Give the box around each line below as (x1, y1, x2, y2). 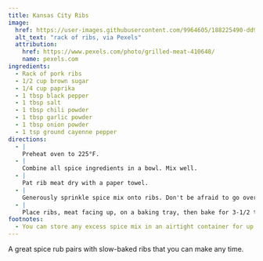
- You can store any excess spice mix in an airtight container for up (15, 223, 254, 231)
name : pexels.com (22, 56, 79, 63)
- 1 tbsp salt (15, 99, 61, 107)
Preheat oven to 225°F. (22, 150, 100, 158)
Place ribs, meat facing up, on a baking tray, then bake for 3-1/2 (22, 208, 250, 216)
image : (8, 19, 30, 27)
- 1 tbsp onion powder (15, 121, 89, 129)
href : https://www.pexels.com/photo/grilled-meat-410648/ (22, 48, 215, 56)
